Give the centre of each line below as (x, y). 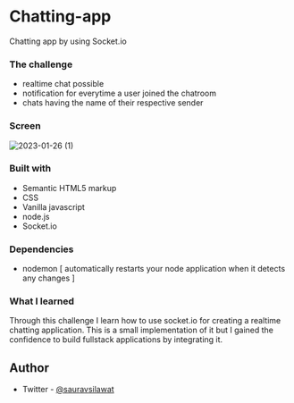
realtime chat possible (63, 84)
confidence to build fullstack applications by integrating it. (116, 340)
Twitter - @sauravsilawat (68, 390)
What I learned (42, 301)
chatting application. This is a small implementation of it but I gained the (142, 330)
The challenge (41, 64)
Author (29, 368)
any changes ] (49, 278)
